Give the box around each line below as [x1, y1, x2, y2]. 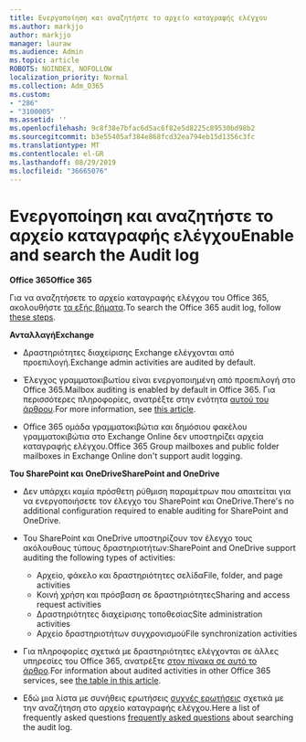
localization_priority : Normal [9, 73, 129, 82]
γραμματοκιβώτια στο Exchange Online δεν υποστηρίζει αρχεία [22, 431, 264, 442]
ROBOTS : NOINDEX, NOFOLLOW [9, 65, 112, 74]
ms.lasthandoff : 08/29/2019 [9, 157, 117, 167]
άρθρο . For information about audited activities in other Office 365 [22, 665, 271, 676]
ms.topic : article [9, 56, 79, 65]
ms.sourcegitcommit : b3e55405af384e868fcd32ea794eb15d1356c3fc [9, 132, 256, 142]
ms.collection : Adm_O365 [9, 81, 104, 90]
